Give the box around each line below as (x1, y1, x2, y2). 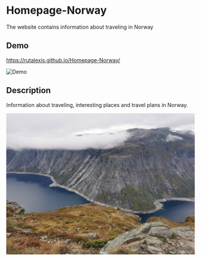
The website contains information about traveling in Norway (6, 23, 154, 30)
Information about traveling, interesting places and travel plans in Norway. (6, 101, 188, 108)
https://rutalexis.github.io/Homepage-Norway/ (6, 56, 121, 63)
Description (6, 85, 51, 96)
